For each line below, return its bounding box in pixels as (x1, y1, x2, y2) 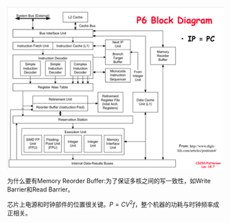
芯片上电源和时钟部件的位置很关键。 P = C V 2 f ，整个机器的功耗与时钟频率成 (7, 199, 220, 209)
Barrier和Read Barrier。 (7, 185, 74, 193)
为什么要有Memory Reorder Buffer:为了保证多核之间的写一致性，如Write (7, 177, 211, 185)
